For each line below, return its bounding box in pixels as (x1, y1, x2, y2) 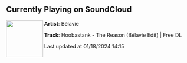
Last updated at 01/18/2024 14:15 (44, 43, 124, 50)
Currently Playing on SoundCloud (6, 5, 132, 15)
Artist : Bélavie (44, 20, 80, 27)
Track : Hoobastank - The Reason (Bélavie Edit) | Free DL (44, 32, 182, 38)
